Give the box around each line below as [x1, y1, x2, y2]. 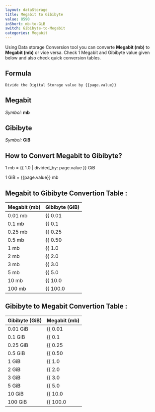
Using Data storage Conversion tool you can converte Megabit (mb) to [5, 44, 150, 50]
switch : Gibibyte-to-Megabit [5, 26, 66, 31]
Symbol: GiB [5, 137, 31, 143]
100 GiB [7, 398, 27, 405]
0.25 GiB [7, 342, 28, 349]
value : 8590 [5, 16, 30, 21]
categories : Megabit [5, 30, 48, 35]
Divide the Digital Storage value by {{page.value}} [5, 82, 117, 87]
